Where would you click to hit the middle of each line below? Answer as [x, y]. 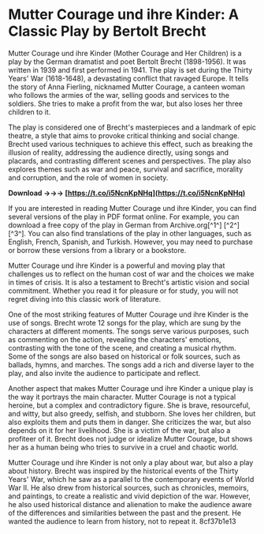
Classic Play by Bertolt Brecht [107, 31]
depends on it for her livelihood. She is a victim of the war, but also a [119, 430]
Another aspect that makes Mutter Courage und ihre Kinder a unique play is [131, 388]
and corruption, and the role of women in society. [88, 177]
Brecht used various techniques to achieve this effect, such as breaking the [131, 144]
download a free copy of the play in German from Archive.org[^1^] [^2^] [124, 225]
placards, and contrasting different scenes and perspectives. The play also [130, 160]
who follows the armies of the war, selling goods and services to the [119, 95]
